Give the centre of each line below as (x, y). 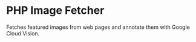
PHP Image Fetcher (55, 10)
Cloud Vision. (23, 33)
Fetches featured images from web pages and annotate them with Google (98, 27)
